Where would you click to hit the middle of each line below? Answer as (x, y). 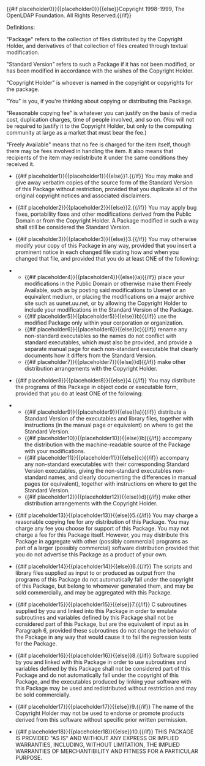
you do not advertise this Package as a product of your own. (91, 555)
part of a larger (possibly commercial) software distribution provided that (107, 548)
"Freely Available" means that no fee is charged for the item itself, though (99, 144)
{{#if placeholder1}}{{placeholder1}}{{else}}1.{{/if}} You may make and (104, 176)
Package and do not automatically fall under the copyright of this (97, 675)
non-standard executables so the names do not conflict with (100, 336)
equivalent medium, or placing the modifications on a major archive (109, 297)
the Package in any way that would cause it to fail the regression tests (103, 637)
